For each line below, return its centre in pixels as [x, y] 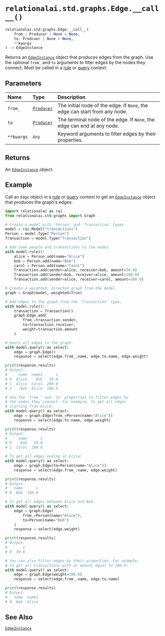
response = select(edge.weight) [47, 529]
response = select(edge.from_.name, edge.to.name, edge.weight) [81, 357]
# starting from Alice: [29, 407]
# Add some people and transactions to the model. [58, 247]
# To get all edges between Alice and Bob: [50, 502]
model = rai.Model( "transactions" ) [41, 229]
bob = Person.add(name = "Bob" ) [45, 261]
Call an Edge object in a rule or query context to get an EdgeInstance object [80, 197]
